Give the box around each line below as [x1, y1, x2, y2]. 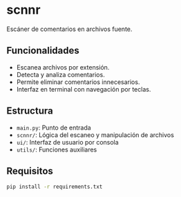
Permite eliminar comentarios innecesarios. [16, 78, 140, 86]
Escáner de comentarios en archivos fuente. [6, 25, 133, 33]
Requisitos [6, 165, 53, 177]
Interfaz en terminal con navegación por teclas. [16, 85, 151, 93]
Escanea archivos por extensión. [16, 63, 110, 71]
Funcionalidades [6, 45, 80, 56]
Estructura [6, 105, 53, 117]
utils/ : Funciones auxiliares [16, 145, 97, 154]
